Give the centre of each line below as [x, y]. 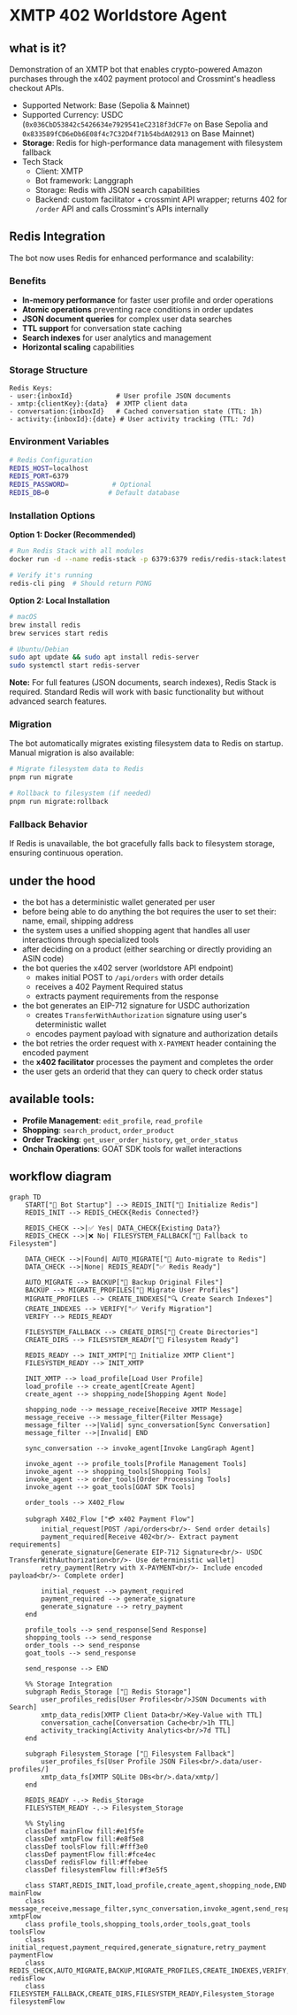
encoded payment [55, 1053]
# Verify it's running [51, 575]
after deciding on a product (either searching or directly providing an [147, 949]
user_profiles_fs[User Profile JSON [108, 1761]
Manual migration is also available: [72, 753]
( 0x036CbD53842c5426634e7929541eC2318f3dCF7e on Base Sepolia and [145, 124]
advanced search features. [58, 701]
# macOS [23, 616]
